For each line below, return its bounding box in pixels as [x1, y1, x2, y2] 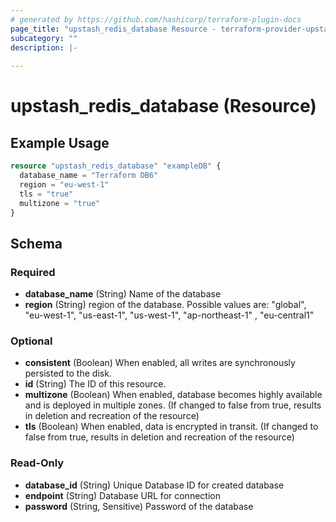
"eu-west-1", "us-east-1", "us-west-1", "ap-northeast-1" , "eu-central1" [24, 309, 315, 321]
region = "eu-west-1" [19, 179, 110, 190]
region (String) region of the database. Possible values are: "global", [24, 299, 307, 311]
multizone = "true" [19, 198, 101, 208]
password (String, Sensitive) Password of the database [24, 500, 254, 512]
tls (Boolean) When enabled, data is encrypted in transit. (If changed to [24, 421, 319, 433]
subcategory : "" [10, 33, 78, 43]
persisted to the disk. [24, 367, 112, 380]
